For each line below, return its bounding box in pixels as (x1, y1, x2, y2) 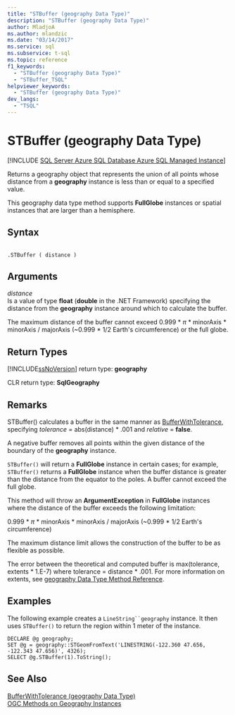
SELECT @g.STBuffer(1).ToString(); (7, 654, 112, 661)
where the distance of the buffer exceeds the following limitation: (7, 504, 196, 512)
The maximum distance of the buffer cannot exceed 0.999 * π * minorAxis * (7, 318, 227, 326)
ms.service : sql (7, 43, 55, 50)
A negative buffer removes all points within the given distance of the (7, 439, 205, 447)
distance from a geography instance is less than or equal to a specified (7, 177, 215, 186)
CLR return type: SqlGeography (7, 379, 100, 387)
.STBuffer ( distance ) (7, 252, 77, 259)
